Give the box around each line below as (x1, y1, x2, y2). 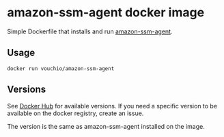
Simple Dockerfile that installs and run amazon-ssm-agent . (7, 27, 173, 35)
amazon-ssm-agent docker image (7, 5, 205, 20)
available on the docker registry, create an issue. (7, 109, 144, 117)
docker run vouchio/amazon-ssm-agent (7, 65, 115, 72)
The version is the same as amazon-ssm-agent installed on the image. (7, 122, 205, 130)
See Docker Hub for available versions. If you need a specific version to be (7, 102, 217, 110)
